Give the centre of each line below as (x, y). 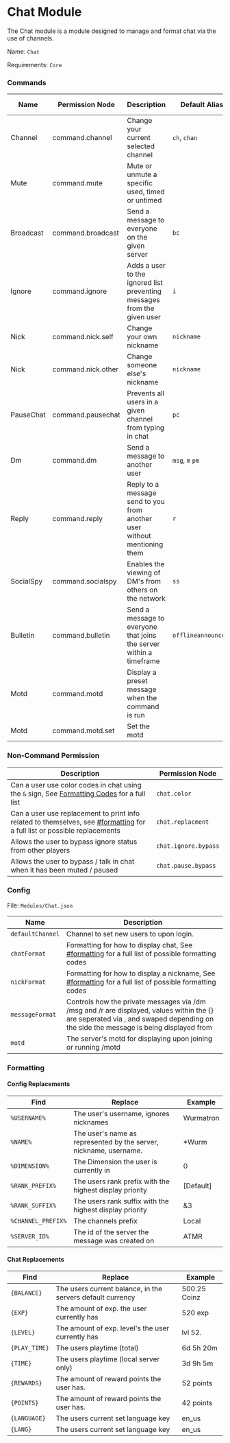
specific (140, 183)
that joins (142, 636)
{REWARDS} (26, 1383)
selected (141, 146)
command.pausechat (87, 415)
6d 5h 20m (200, 1348)
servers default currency (95, 1297)
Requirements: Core (35, 65)
